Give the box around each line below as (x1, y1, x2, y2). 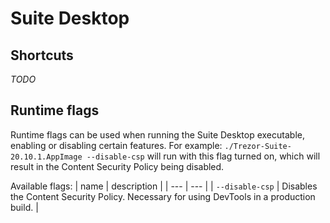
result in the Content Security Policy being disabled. (10, 160, 225, 172)
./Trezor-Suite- (224, 141, 292, 151)
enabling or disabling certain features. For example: (10, 139, 223, 151)
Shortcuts (10, 47, 74, 64)
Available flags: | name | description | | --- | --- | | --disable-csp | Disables (10, 180, 318, 192)
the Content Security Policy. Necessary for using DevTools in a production (10, 190, 316, 202)
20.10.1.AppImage (10, 152, 83, 162)
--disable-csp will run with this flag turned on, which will (86, 150, 321, 162)
